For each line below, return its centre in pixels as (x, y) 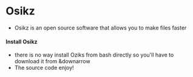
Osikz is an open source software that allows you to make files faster (100, 28)
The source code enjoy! (44, 68)
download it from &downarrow (52, 61)
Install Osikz (22, 42)
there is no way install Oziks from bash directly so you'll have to (94, 55)
